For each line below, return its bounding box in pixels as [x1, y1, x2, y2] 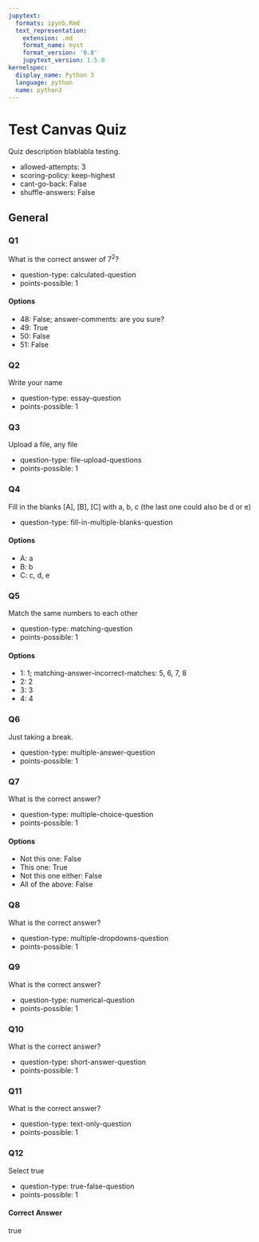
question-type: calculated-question [19, 269, 137, 280]
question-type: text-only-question [19, 1119, 131, 1129]
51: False [19, 339, 49, 349]
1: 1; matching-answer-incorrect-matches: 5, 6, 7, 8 [19, 669, 187, 678]
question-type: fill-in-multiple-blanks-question [19, 517, 173, 527]
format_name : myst [22, 42, 84, 50]
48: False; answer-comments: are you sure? [19, 314, 165, 323]
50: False [19, 331, 50, 340]
